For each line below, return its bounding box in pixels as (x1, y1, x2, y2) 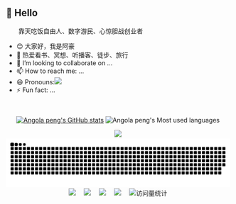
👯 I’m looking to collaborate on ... (16, 58, 113, 67)
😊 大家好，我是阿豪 (16, 42, 75, 50)
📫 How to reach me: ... (16, 67, 85, 75)
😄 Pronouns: (16, 77, 55, 86)
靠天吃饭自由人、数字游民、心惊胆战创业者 (18, 26, 143, 35)
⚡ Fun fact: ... (16, 86, 55, 94)
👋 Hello (6, 7, 38, 19)
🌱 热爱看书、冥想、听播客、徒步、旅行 (16, 50, 129, 59)
